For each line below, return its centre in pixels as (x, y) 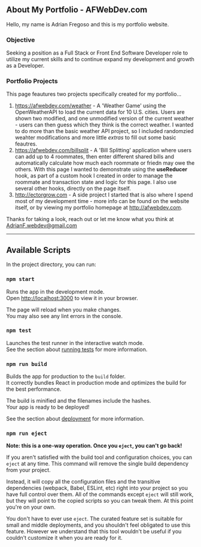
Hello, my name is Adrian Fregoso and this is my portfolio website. (88, 24)
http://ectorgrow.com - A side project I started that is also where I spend (104, 195)
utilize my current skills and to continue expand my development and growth (100, 59)
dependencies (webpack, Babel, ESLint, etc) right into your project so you (97, 488)
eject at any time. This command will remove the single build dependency (98, 464)
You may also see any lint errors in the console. (64, 316)
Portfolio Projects (32, 81)
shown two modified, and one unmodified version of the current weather (104, 119)
